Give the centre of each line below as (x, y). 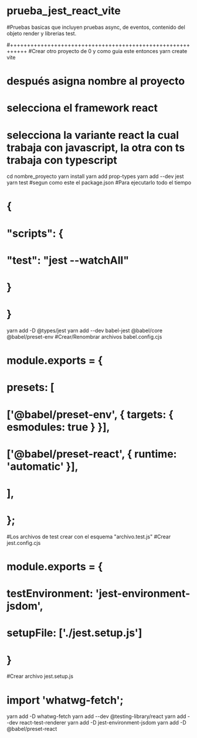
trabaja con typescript (62, 160)
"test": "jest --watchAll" (68, 260)
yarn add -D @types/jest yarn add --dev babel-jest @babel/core (85, 330)
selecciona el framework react (82, 108)
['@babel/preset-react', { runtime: (92, 454)
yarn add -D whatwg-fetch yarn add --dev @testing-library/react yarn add (96, 716)
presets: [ (30, 388)
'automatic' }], (43, 466)
